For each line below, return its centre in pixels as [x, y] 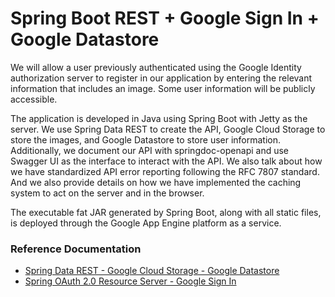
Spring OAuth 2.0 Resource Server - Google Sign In [130, 281]
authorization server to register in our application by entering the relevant [161, 78]
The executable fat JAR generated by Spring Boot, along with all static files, [166, 212]
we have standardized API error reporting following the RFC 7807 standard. [165, 171]
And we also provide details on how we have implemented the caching [156, 182]
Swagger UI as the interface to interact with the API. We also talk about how [166, 161]
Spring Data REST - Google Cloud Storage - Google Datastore [152, 271]
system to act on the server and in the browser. [107, 193]
